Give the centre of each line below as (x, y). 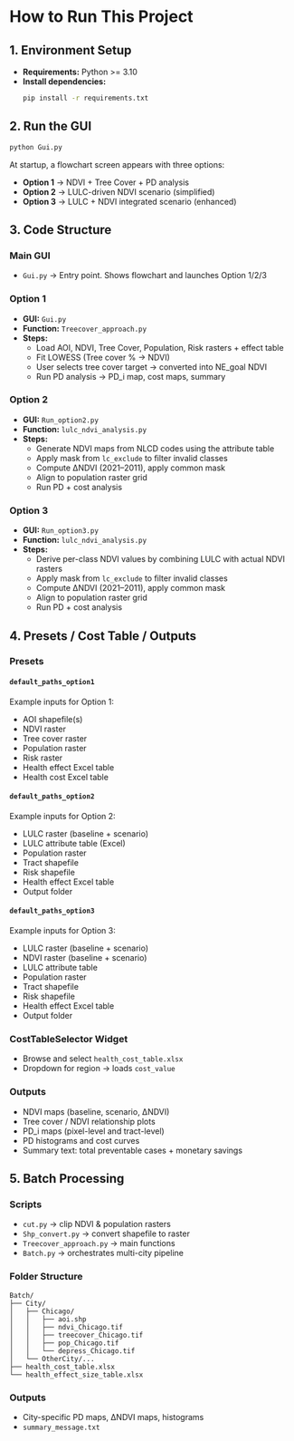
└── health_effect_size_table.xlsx (76, 1375)
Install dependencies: (64, 82)
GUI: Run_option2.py (61, 420)
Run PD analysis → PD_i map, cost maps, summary (131, 376)
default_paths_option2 (52, 797)
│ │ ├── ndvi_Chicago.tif (66, 1327)
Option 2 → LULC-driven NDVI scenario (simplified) (119, 191)
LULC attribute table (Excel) (74, 843)
